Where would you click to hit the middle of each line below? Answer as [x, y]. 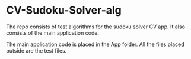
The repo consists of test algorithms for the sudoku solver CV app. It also [96, 27]
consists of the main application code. [53, 32]
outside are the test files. [36, 50]
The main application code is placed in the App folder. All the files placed [95, 44]
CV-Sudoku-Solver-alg [64, 10]
